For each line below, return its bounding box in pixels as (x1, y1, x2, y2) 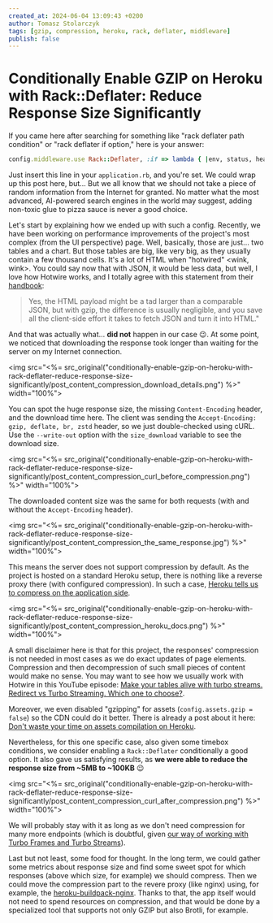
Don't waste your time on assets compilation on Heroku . (8, 721, 197, 731)
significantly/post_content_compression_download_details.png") (8, 379, 224, 390)
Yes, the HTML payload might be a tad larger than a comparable (28, 297, 244, 306)
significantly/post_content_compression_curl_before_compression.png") (8, 472, 250, 482)
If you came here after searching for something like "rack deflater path (8, 131, 245, 141)
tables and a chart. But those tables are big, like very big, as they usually (8, 246, 251, 256)
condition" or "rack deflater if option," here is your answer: (8, 140, 205, 149)
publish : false (8, 34, 60, 43)
